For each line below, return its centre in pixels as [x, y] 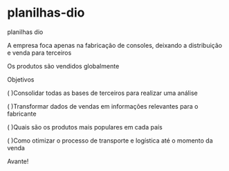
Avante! [18, 161]
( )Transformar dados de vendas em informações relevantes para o [103, 106]
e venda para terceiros [39, 53]
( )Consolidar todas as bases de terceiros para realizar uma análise [103, 93]
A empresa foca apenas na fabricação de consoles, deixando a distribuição [115, 45]
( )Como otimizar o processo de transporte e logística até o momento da [110, 141]
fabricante [22, 114]
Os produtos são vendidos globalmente [63, 66]
